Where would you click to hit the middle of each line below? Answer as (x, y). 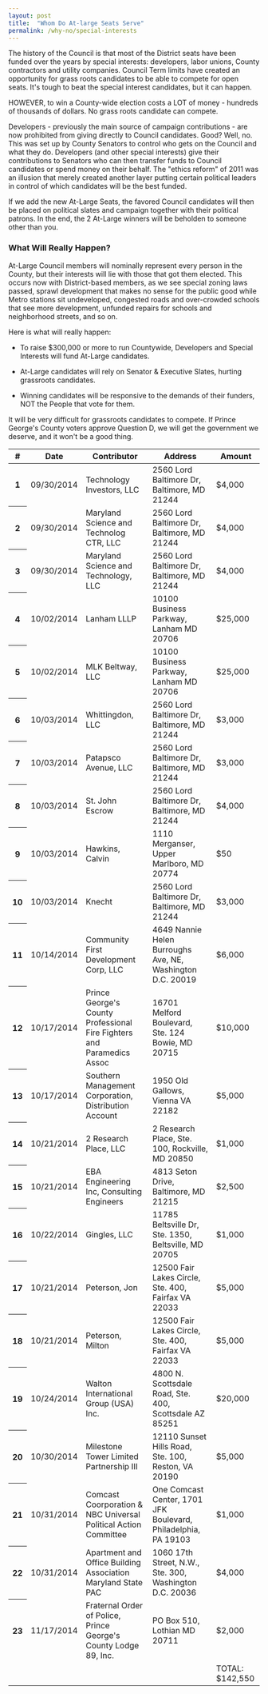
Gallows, (168, 1090)
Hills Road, (172, 1446)
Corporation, (109, 1095)
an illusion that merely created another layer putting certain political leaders (132, 178)
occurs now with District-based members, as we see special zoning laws (128, 282)
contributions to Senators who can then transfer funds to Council (115, 161)
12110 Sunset (179, 1436)
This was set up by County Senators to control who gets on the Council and (132, 144)
